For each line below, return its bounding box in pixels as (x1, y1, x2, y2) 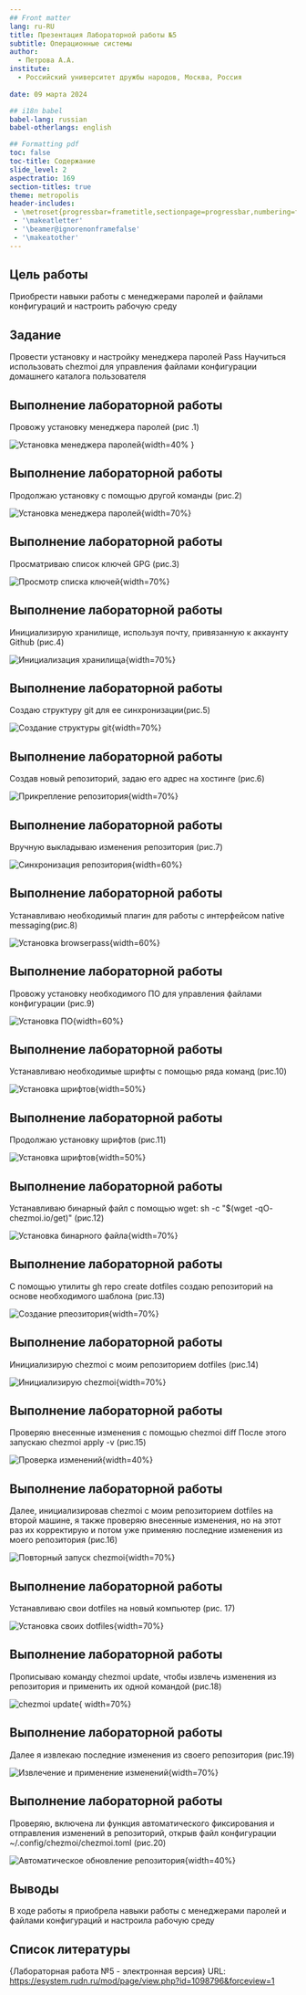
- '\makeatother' (13, 233, 79, 242)
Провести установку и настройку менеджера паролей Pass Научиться (9, 352, 287, 362)
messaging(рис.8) (9, 919, 78, 930)
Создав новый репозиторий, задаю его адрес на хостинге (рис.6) (9, 773, 266, 784)
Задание (9, 327, 62, 342)
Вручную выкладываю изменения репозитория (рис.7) (9, 841, 223, 852)
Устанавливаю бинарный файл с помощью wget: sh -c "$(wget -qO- (9, 1202, 273, 1213)
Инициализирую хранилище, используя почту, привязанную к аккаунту (9, 626, 289, 637)
